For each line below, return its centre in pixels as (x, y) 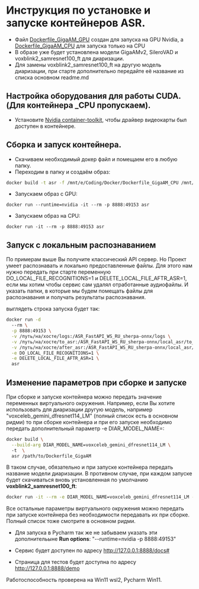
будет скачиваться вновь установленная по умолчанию (77, 480)
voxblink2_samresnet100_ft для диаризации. (69, 58)
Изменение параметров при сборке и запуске (97, 382)
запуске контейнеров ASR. (76, 23)
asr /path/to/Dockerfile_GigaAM (52, 456)
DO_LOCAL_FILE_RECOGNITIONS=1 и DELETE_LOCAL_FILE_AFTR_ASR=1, (97, 278)
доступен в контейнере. (45, 126)
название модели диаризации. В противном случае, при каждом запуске (99, 474)
